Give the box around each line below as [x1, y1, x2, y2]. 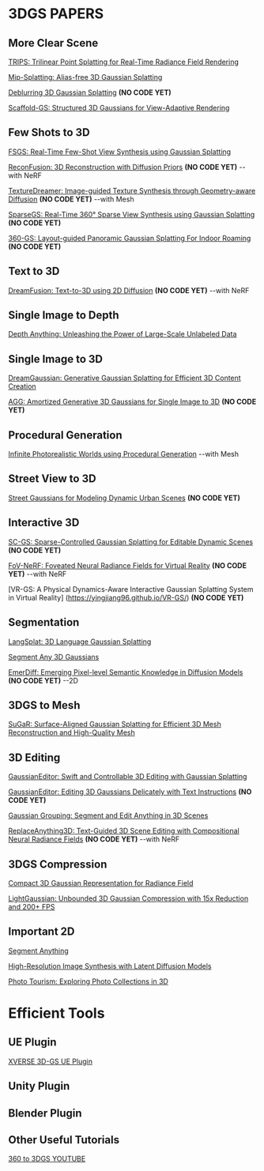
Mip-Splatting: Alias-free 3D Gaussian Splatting [8, 73, 163, 81]
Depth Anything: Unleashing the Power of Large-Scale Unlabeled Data [8, 329, 237, 339]
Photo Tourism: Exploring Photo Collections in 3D [8, 977, 168, 986]
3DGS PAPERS [8, 5, 104, 23]
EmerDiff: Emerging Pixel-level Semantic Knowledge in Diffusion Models [8, 667, 243, 676]
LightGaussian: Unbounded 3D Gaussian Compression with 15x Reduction [8, 894, 249, 903]
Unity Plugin [8, 1079, 70, 1093]
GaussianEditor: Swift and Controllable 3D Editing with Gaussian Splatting [8, 772, 247, 781]
